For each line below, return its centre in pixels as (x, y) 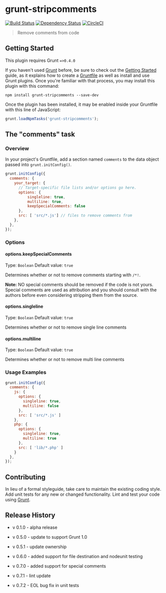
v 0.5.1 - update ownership (40, 547)
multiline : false (41, 406)
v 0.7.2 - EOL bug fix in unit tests (46, 585)
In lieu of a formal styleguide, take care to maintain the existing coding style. (83, 489)
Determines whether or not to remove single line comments (66, 327)
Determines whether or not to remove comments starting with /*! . (73, 275)
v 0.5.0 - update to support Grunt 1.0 (50, 537)
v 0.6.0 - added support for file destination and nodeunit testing (78, 556)
